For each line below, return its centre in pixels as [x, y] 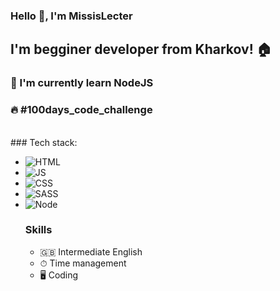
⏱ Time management [83, 263]
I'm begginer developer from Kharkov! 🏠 [141, 49]
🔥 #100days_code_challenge [81, 110]
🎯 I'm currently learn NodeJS [82, 83]
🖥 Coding [59, 275]
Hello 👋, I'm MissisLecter [71, 16]
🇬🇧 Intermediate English [91, 251]
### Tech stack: [44, 142]
